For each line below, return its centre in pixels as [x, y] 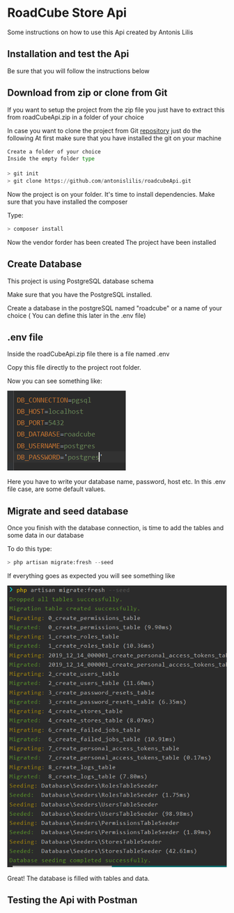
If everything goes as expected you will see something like [91, 576]
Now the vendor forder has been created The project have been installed [112, 242]
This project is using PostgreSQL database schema [81, 281]
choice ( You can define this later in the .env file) [77, 315]
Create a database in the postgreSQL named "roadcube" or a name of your [115, 308]
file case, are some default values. [56, 489]
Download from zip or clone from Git [87, 93]
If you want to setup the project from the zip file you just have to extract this [116, 110]
